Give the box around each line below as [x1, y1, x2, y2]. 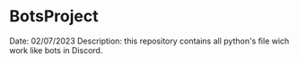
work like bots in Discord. [9, 44, 103, 55]
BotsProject [9, 6, 99, 27]
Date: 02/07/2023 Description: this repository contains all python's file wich [9, 35, 290, 46]
